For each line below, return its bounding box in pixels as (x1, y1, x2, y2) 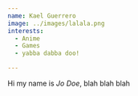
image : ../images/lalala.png (7, 19, 105, 27)
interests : (7, 27, 44, 35)
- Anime (14, 34, 41, 43)
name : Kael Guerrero (7, 11, 77, 20)
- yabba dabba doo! (14, 49, 80, 57)
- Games (14, 42, 41, 50)
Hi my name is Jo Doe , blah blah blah (7, 78, 130, 88)
